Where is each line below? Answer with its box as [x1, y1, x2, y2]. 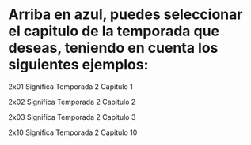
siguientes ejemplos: [8, 56, 149, 74]
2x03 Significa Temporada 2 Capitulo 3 [8, 112, 136, 121]
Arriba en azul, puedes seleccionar [8, 6, 243, 24]
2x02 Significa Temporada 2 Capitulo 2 [8, 97, 136, 106]
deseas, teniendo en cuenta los [8, 39, 219, 57]
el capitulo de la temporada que [8, 22, 220, 40]
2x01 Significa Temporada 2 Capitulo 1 [8, 81, 133, 91]
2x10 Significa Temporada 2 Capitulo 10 [8, 128, 138, 137]
